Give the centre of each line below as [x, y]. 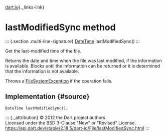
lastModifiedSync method [61, 27]
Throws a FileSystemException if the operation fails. [59, 81]
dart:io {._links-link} [25, 7]
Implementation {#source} [48, 97]
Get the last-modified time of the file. [43, 51]
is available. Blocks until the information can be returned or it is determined [83, 66]
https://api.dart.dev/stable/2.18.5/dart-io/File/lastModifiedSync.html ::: [77, 128]
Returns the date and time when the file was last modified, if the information [83, 60]
